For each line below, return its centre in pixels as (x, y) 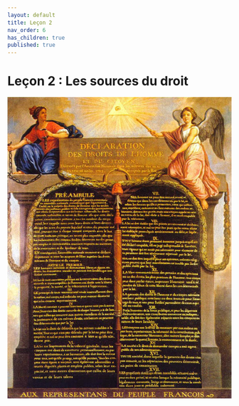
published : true (31, 45)
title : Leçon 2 (30, 22)
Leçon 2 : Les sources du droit (98, 81)
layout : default (31, 15)
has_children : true (36, 38)
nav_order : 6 (27, 30)
